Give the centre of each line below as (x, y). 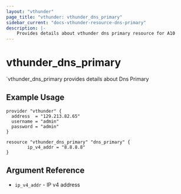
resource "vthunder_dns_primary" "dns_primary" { (68, 142)
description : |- (26, 28)
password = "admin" (35, 126)
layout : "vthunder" (30, 11)
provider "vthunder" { (34, 111)
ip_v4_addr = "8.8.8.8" (56, 147)
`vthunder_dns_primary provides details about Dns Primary (78, 79)
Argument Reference (45, 171)
